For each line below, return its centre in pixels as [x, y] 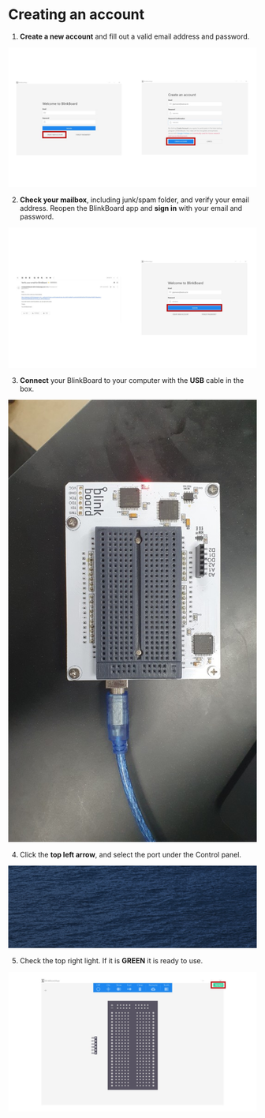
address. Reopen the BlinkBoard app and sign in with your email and [131, 208]
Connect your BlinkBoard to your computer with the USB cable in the [132, 380]
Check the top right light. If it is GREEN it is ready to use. [111, 960]
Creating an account [77, 15]
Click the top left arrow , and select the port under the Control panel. [131, 854]
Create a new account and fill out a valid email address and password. [134, 36]
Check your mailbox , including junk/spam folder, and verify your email [134, 200]
